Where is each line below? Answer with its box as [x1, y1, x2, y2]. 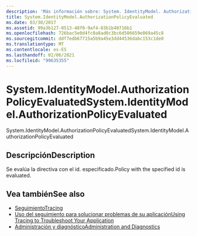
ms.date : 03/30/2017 [6, 19, 57, 25]
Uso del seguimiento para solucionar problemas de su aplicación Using [14, 211, 186, 218]
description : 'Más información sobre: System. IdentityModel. [6, 8, 161, 15]
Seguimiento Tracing [14, 204, 63, 211]
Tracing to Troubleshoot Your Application [14, 217, 114, 224]
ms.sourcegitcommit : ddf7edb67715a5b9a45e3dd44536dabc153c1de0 [6, 36, 164, 42]
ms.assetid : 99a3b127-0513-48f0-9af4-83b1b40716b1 [6, 25, 133, 31]
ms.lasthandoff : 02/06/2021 [6, 52, 75, 58]
